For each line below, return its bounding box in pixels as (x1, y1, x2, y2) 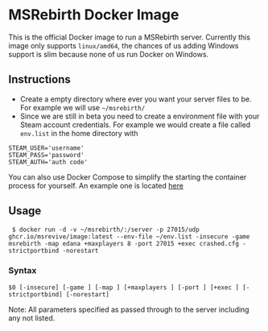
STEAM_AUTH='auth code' (8, 158, 89, 166)
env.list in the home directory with (19, 128, 138, 138)
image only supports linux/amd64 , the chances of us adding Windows (8, 40, 239, 50)
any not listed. (8, 312, 56, 323)
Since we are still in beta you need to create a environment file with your (19, 111, 260, 121)
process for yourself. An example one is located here (8, 180, 183, 190)
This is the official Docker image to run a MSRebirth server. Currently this (8, 32, 251, 42)
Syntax (8, 265, 37, 276)
